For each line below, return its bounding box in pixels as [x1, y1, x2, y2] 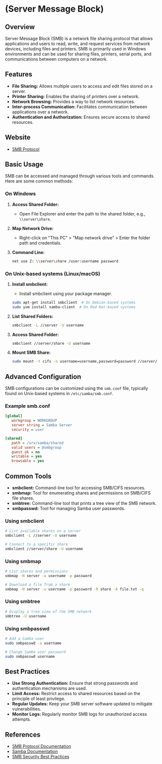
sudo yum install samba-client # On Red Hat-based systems [12, 304, 136, 309]
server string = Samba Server [11, 423, 73, 428]
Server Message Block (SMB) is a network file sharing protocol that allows [5, 35, 153, 41]
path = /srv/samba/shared [11, 440, 64, 445]
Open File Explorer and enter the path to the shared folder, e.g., [19, 211, 146, 216]
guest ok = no [11, 449, 40, 454]
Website [5, 133, 30, 142]
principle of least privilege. [12, 696, 65, 702]
